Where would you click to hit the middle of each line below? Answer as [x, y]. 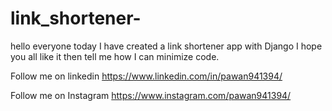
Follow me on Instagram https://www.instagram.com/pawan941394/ [151, 95]
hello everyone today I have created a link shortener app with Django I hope [166, 46]
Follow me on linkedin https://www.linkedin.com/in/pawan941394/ [146, 76]
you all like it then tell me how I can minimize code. [115, 56]
